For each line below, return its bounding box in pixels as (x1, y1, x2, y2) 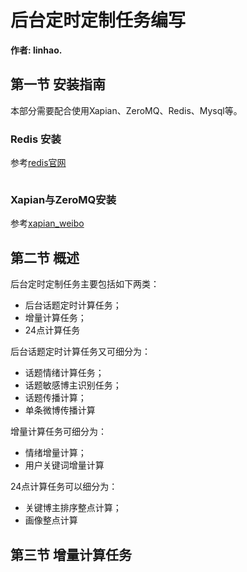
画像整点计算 (24, 514, 78, 526)
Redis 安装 (10, 132, 62, 146)
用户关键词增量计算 (24, 459, 105, 471)
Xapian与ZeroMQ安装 (10, 192, 117, 206)
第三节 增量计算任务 (10, 546, 132, 563)
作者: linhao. (10, 44, 63, 56)
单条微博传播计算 (24, 404, 96, 416)
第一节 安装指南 (10, 76, 106, 93)
